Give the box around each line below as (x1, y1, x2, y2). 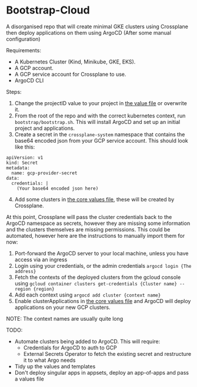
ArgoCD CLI (14, 77, 44, 84)
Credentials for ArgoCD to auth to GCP (23, 344, 117, 351)
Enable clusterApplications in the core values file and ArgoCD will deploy (14, 297, 191, 304)
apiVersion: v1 (6, 154, 44, 160)
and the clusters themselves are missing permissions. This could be (6, 226, 171, 233)
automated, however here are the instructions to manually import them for (6, 232, 185, 239)
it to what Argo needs (23, 356, 76, 364)
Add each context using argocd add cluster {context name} (14, 291, 161, 298)
